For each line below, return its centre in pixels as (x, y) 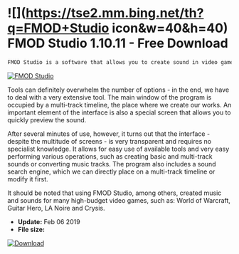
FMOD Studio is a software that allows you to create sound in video (113, 62)
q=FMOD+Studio (58, 28)
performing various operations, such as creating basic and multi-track (110, 156)
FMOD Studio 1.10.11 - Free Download (118, 43)
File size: (31, 229)
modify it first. (28, 179)
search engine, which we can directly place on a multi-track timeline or (111, 171)
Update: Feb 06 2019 (49, 221)
